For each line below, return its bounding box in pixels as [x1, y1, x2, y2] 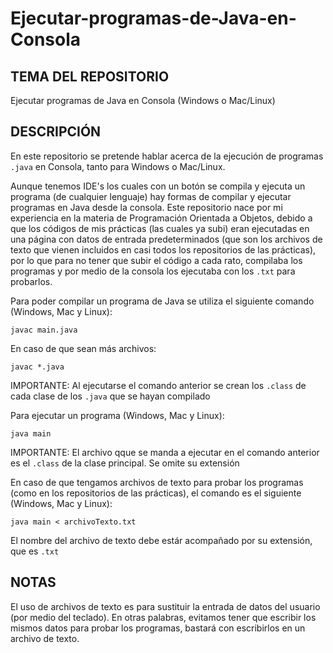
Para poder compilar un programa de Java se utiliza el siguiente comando [10, 295, 315, 307]
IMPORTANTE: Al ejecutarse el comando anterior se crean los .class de [10, 379, 307, 391]
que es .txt [10, 545, 60, 557]
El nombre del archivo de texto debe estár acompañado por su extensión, [10, 534, 313, 546]
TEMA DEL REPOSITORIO [10, 68, 170, 85]
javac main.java [10, 325, 78, 335]
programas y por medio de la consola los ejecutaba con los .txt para [10, 265, 296, 277]
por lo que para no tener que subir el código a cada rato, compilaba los [10, 254, 303, 266]
